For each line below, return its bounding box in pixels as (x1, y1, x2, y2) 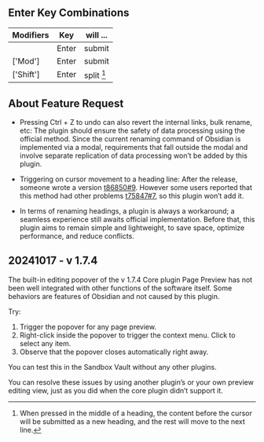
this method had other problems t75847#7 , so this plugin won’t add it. (19, 191, 244, 200)
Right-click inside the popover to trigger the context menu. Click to (19, 330, 236, 340)
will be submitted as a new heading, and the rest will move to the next (19, 416, 246, 426)
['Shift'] (12, 69, 41, 80)
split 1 (83, 68, 106, 81)
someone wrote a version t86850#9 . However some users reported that (19, 182, 253, 192)
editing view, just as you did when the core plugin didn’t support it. (8, 385, 224, 395)
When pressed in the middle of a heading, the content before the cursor (19, 408, 253, 418)
